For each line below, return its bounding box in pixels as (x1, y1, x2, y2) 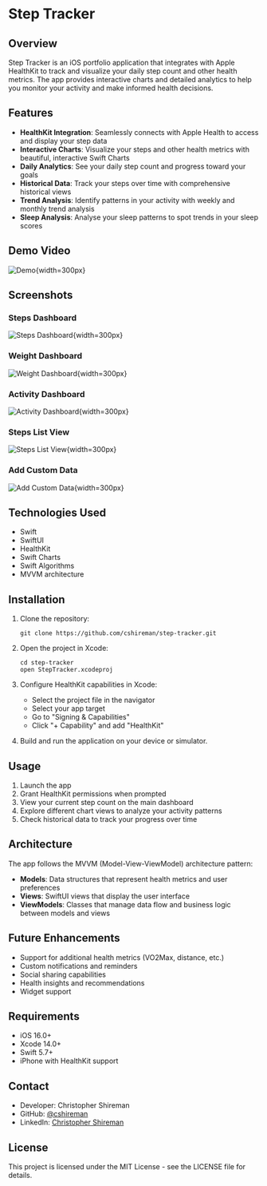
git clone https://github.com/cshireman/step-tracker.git (19, 629, 217, 637)
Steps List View (8, 426, 70, 438)
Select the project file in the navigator (31, 696, 155, 705)
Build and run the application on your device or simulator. (19, 736, 208, 746)
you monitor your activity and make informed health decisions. (8, 83, 214, 93)
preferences (19, 883, 61, 892)
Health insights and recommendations (19, 978, 145, 987)
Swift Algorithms (19, 561, 75, 571)
